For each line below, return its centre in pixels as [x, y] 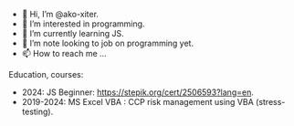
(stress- [271, 102]
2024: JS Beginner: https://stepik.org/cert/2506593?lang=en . [138, 92]
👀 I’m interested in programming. [83, 24]
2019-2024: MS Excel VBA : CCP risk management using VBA [138, 102]
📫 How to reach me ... [64, 53]
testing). [37, 111]
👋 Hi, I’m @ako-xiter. [60, 14]
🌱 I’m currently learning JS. [73, 33]
